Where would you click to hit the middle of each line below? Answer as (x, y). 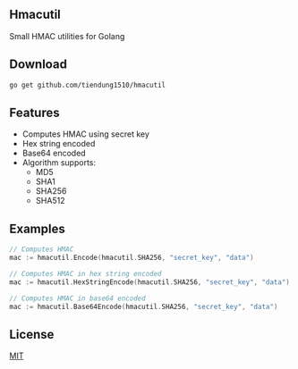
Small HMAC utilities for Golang (67, 36)
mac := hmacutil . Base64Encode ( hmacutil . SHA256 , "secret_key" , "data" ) (144, 306)
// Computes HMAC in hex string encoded (86, 273)
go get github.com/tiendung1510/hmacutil (88, 85)
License (32, 334)
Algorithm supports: (59, 163)
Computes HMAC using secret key (86, 134)
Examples (37, 228)
